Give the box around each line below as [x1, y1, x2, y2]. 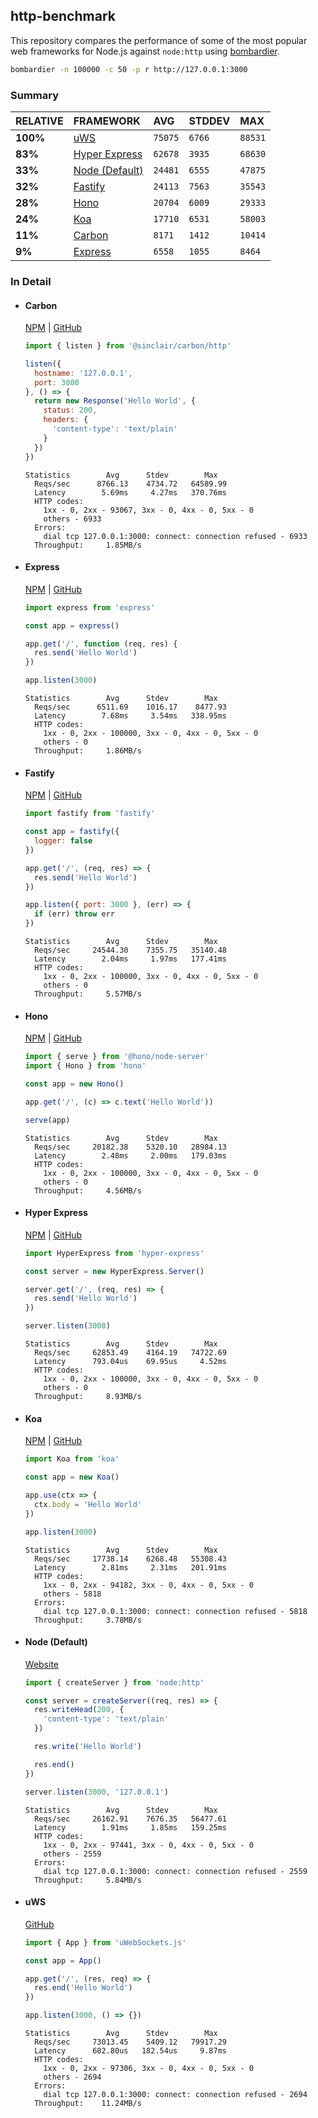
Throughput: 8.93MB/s [34, 1392, 142, 1402]
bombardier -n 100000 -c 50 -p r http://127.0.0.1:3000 [10, 64, 248, 74]
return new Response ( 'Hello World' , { [34, 396, 196, 406]
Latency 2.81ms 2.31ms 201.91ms [34, 1562, 227, 1573]
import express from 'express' [24, 602, 156, 613]
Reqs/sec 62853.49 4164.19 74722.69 [34, 1348, 227, 1358]
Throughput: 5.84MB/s [34, 1875, 142, 1885]
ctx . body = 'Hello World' [34, 1499, 142, 1509]
